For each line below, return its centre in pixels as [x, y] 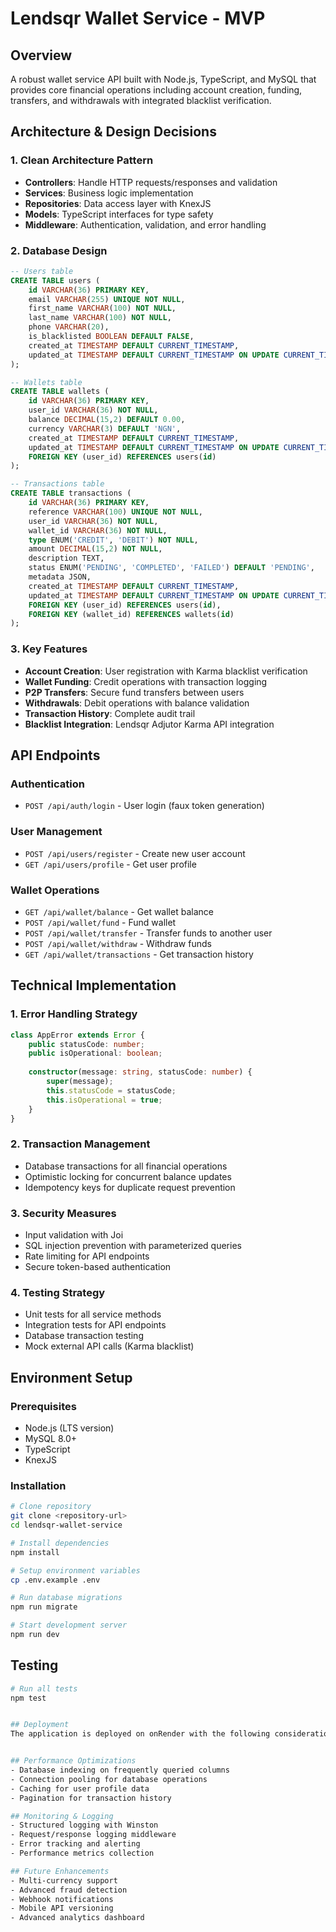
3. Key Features [49, 649]
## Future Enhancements [60, 1871]
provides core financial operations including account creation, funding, [156, 90]
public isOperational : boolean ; [95, 1053]
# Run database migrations [66, 1598]
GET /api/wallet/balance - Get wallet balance [119, 911]
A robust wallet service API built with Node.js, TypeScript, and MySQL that [163, 79]
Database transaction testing [84, 1336]
